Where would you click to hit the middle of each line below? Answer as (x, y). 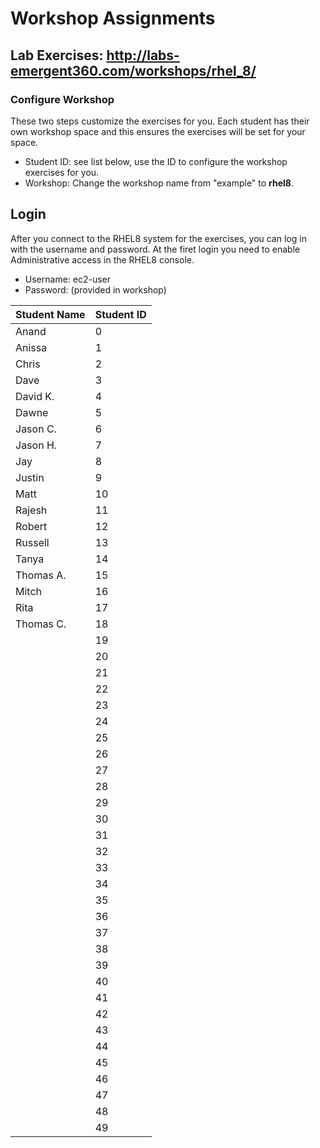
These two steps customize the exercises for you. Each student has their (160, 121)
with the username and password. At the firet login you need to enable (155, 249)
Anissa (31, 347)
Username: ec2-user (68, 279)
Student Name (50, 314)
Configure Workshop (62, 99)
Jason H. (36, 445)
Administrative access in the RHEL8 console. (102, 259)
